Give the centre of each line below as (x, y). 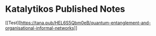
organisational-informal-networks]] (41, 28)
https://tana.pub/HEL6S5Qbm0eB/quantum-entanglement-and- (85, 23)
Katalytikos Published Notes (65, 9)
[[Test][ (13, 23)
